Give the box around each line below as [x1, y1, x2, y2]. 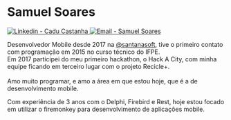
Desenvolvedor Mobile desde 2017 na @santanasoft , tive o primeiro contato [7, 40, 223, 48]
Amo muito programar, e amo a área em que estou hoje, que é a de [7, 77, 198, 85]
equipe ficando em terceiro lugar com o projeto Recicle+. [7, 62, 170, 70]
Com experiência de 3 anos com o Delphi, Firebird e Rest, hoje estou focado [7, 97, 225, 106]
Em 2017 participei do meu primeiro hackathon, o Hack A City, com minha [7, 54, 217, 63]
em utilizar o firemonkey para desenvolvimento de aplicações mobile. [7, 105, 205, 113]
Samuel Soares [7, 4, 95, 20]
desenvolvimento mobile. [7, 84, 79, 92]
